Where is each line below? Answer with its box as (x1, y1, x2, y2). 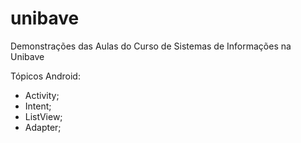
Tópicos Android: (10, 70, 81, 82)
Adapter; (24, 121, 62, 133)
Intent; (24, 100, 52, 112)
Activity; (24, 89, 60, 101)
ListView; (24, 110, 63, 122)
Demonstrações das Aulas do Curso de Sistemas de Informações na (10, 40, 292, 52)
